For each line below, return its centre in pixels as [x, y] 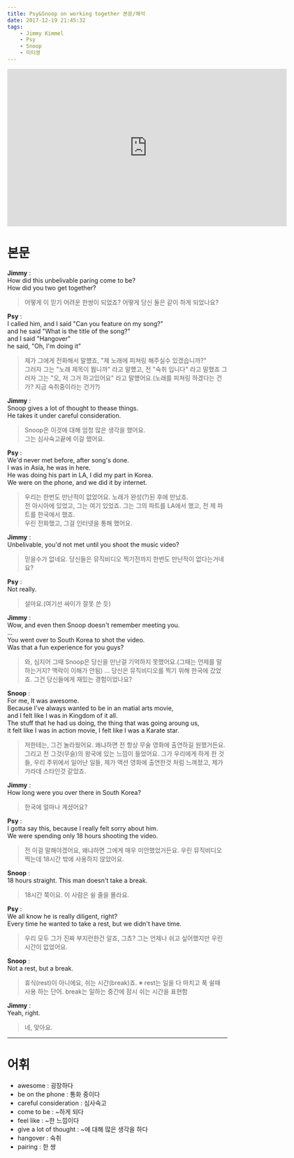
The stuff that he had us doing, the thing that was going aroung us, [103, 723]
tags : [15, 27]
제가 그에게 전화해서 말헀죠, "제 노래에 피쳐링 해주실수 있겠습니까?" [116, 360]
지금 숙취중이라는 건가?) [67, 386]
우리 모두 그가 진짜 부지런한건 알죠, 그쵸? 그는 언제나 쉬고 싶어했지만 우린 [124, 938]
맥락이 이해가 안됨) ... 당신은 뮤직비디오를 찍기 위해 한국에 [130, 670]
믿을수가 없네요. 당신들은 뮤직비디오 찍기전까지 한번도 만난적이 [109, 559]
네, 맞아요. [38, 1027]
